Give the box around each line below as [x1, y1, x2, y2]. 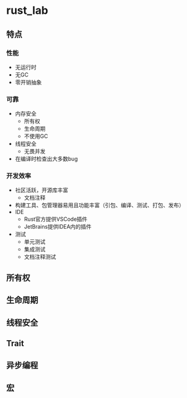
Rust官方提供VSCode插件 [24, 215, 87, 223]
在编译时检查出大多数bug [14, 155, 78, 163]
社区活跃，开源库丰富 [14, 186, 68, 194]
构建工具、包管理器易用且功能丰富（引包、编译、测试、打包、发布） [14, 201, 185, 209]
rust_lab [6, 4, 48, 17]
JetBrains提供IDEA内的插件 [24, 223, 92, 230]
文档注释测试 [24, 253, 56, 261]
